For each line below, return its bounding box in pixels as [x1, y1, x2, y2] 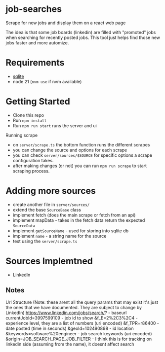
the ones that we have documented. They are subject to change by [5, 304, 142, 310]
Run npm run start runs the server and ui [12, 122, 97, 129]
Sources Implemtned [5, 255, 93, 267]
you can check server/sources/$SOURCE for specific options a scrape [12, 152, 153, 158]
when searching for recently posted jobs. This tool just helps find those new [5, 35, 160, 40]
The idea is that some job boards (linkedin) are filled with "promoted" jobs [5, 29, 156, 35]
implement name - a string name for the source [12, 233, 107, 239]
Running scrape [5, 132, 38, 138]
